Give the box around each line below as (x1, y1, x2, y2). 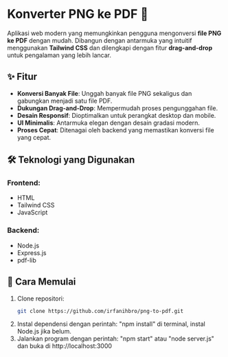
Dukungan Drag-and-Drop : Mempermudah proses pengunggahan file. (16, 103, 218, 112)
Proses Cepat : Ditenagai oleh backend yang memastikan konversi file (16, 125, 214, 134)
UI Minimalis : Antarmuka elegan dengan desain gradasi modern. (16, 119, 201, 127)
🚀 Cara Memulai (7, 276, 76, 288)
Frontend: (7, 178, 41, 188)
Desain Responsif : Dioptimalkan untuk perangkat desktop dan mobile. (16, 111, 216, 119)
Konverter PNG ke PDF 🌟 (7, 6, 149, 22)
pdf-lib (16, 256, 36, 264)
